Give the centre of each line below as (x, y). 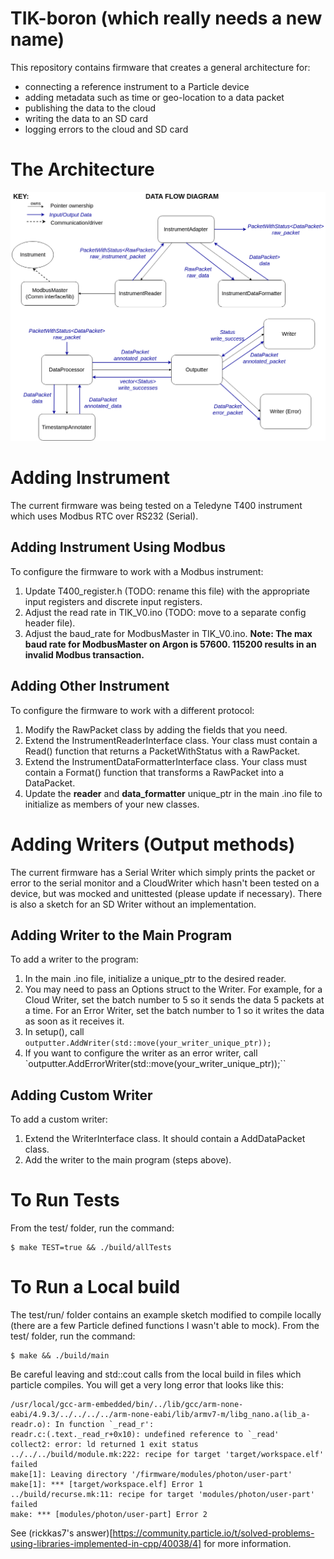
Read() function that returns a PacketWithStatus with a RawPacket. (162, 751)
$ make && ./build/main (60, 1356)
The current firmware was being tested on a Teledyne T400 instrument (156, 505)
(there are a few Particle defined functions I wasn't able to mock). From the (165, 1326)
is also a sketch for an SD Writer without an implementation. (133, 904)
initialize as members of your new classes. (112, 804)
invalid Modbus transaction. (84, 654)
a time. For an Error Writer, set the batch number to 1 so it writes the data (174, 1011)
